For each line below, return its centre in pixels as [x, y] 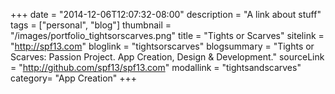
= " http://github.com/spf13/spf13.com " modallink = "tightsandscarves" [156, 67]
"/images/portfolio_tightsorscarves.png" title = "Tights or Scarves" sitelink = [167, 35]
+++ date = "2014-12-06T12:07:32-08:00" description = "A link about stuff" [166, 14]
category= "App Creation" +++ [74, 78]
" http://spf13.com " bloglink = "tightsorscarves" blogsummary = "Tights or [162, 46]
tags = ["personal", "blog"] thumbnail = [91, 25]
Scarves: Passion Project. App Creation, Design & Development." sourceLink [167, 57]
